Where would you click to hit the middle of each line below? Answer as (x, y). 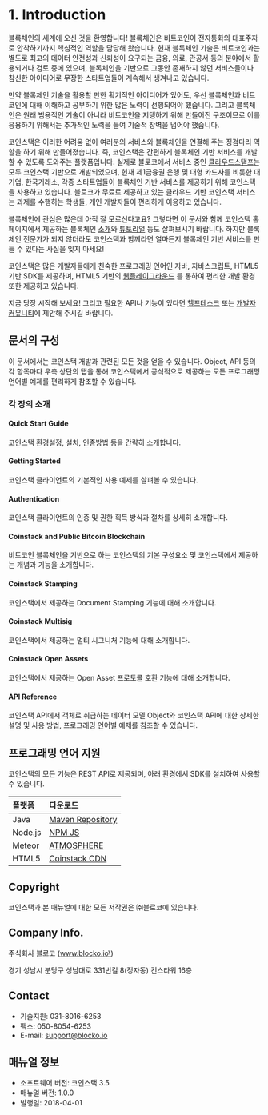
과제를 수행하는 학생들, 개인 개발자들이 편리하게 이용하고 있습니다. (119, 202)
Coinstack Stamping (43, 584)
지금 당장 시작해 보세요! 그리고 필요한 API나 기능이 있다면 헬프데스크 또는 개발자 (132, 302)
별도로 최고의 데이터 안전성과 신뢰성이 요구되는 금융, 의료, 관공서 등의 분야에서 (130, 58)
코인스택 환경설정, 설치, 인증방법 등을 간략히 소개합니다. (95, 442)
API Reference (33, 697)
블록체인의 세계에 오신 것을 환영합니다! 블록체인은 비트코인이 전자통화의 (119, 38)
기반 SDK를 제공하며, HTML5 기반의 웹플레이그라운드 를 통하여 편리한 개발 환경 (132, 276)
